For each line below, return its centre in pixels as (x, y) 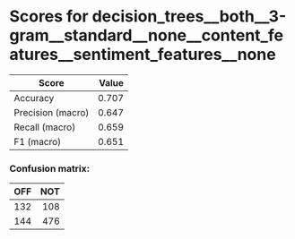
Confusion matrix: (50, 168)
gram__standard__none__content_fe (147, 35)
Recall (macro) (45, 127)
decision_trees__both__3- (189, 17)
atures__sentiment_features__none (143, 55)
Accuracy (34, 98)
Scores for (49, 17)
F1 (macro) (38, 141)
